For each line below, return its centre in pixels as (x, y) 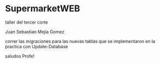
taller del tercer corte (27, 22)
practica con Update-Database (37, 46)
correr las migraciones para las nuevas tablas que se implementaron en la (80, 41)
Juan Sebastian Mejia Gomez (35, 31)
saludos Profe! (20, 56)
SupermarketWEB (43, 9)
